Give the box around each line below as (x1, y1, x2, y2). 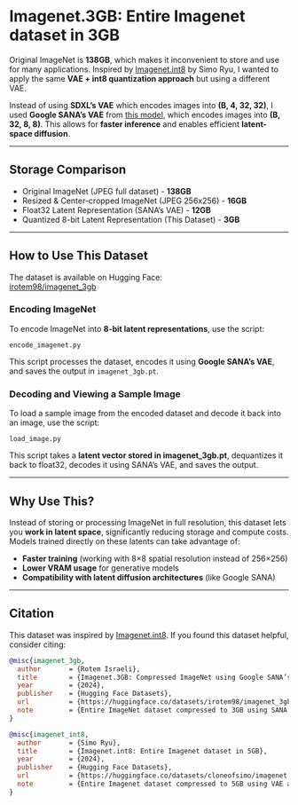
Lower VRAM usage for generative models (21, 562, 179, 573)
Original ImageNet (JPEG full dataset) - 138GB (21, 185, 192, 196)
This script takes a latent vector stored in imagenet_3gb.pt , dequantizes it (9, 450, 284, 461)
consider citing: (9, 639, 67, 650)
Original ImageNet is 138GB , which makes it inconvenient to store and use (9, 54, 279, 65)
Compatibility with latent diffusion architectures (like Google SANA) (21, 572, 277, 582)
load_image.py (9, 435, 62, 444)
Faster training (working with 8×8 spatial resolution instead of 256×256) (21, 553, 288, 564)
